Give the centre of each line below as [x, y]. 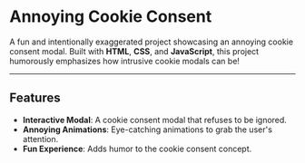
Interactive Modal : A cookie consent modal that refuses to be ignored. [155, 120]
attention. [40, 139]
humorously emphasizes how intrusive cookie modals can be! [125, 61]
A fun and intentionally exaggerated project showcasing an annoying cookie [151, 42]
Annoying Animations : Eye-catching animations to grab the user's [147, 129]
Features [35, 98]
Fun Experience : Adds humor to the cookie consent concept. [137, 149]
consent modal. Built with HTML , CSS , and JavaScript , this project [134, 51]
